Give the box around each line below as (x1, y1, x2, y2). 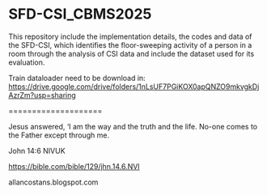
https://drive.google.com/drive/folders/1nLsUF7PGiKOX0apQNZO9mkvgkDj (8, 82, 260, 91)
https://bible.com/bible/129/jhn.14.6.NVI (8, 161, 140, 171)
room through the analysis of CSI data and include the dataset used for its (8, 49, 255, 58)
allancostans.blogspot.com (8, 177, 99, 187)
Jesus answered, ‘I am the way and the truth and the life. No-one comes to (8, 121, 258, 131)
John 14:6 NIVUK (8, 146, 66, 155)
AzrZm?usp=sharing (8, 90, 77, 100)
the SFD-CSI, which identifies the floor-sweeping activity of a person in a (8, 40, 252, 49)
